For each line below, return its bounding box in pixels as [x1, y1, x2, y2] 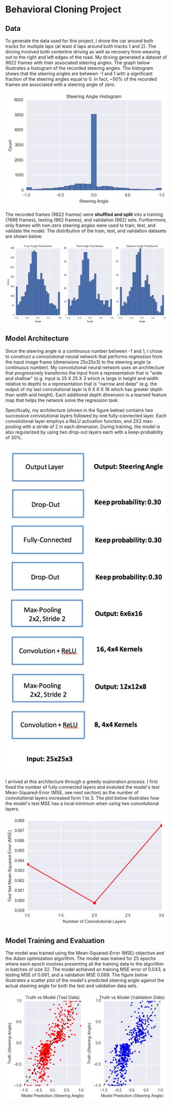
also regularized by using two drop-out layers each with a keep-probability [5, 429, 163, 435]
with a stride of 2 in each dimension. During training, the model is [22, 423, 160, 430]
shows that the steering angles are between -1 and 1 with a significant [5, 70, 153, 77]
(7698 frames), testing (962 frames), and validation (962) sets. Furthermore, [5, 217, 167, 223]
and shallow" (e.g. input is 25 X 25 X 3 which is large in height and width [5, 375, 159, 381]
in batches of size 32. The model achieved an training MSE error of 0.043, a [5, 966, 166, 973]
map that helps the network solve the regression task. [5, 397, 119, 403]
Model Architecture [5, 334, 69, 343]
